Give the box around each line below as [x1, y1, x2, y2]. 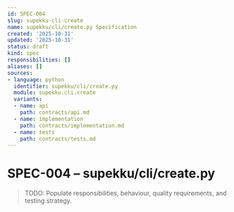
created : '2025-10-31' [7, 30, 74, 37]
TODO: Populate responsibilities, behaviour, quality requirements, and [24, 189, 227, 198]
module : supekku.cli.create [13, 89, 97, 96]
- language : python [7, 76, 65, 83]
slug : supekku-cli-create [7, 17, 83, 24]
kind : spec [7, 50, 39, 57]
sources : [7, 69, 33, 76]
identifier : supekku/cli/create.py [13, 83, 118, 90]
